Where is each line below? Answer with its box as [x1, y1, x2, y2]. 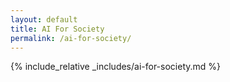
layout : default [10, 14, 78, 25]
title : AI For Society [10, 24, 105, 34]
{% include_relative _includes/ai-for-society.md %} [10, 61, 222, 73]
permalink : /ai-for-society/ [10, 33, 132, 43]
